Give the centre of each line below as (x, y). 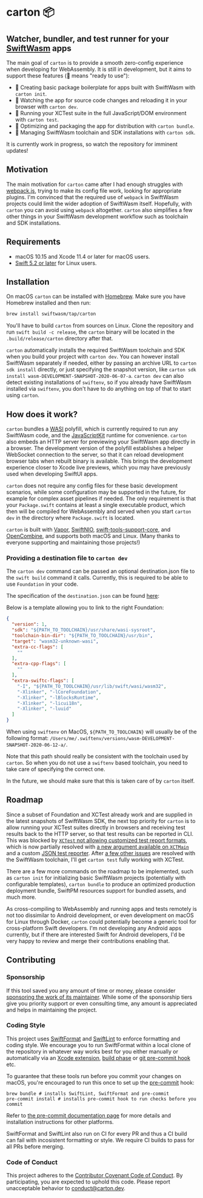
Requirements (33, 242)
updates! (17, 151)
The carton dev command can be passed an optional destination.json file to (101, 571)
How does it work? (42, 414)
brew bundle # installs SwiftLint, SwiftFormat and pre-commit (88, 1094)
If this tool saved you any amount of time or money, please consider (91, 990)
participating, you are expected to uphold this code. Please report (88, 1182)
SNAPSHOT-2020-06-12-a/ (36, 745)
